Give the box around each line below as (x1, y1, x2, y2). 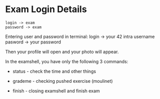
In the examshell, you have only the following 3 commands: (5, 58, 129, 64)
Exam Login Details (5, 4, 87, 15)
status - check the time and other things (12, 68, 96, 74)
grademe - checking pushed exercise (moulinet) (12, 78, 113, 84)
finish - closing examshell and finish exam (12, 87, 100, 94)
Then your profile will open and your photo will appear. (5, 48, 119, 55)
